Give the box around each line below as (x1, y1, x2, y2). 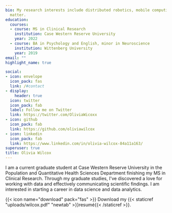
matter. (10, 12, 27, 17)
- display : (5, 88, 29, 93)
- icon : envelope (5, 74, 42, 80)
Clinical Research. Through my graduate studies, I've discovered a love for (5, 176, 163, 181)
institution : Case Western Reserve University (14, 31, 116, 36)
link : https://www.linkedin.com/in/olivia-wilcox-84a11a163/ (10, 141, 143, 146)
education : (5, 17, 29, 22)
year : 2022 (14, 36, 38, 42)
